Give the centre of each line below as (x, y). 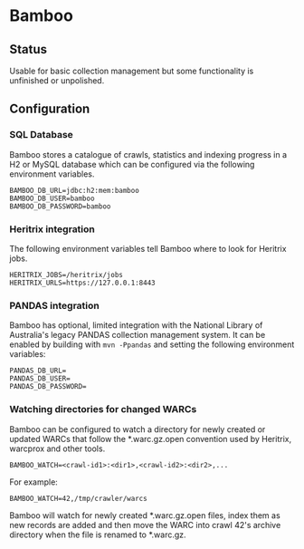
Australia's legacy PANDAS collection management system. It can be (138, 335)
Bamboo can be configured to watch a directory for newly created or (138, 429)
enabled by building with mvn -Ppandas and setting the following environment (152, 344)
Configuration (50, 109)
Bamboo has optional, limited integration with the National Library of (136, 325)
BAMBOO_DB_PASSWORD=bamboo (60, 206)
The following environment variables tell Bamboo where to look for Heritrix (148, 248)
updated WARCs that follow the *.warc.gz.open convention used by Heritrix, (151, 438)
